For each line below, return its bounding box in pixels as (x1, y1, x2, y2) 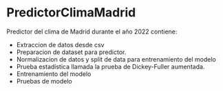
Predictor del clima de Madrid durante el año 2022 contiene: (6, 27, 178, 36)
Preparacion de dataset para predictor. (16, 48, 127, 56)
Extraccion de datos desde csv (16, 40, 105, 49)
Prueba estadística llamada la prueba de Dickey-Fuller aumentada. (16, 62, 205, 70)
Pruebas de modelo (16, 77, 73, 85)
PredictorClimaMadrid (6, 5, 136, 21)
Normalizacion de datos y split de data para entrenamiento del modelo (16, 55, 216, 63)
